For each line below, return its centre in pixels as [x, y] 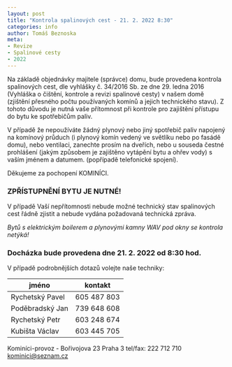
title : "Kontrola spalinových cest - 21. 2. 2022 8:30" [90, 20]
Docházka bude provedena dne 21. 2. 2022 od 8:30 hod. [104, 252]
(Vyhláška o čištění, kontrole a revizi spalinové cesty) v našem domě [106, 94]
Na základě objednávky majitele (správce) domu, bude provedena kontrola [115, 79]
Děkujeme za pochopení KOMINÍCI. [58, 173]
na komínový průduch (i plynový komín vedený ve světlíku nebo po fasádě [114, 137]
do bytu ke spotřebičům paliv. [50, 116]
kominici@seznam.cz [38, 356]
